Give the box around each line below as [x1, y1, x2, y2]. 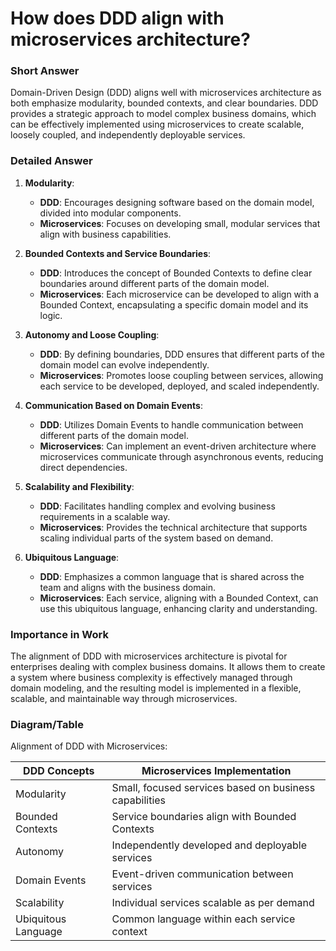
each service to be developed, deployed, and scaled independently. [39, 380, 320, 392]
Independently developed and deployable [111, 838, 308, 852]
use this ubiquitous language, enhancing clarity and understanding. [39, 602, 318, 614]
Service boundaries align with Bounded [111, 810, 297, 824]
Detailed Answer [10, 154, 93, 168]
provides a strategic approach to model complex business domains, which [10, 108, 317, 120]
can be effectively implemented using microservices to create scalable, [10, 118, 305, 131]
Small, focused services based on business [111, 781, 316, 795]
